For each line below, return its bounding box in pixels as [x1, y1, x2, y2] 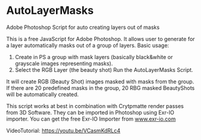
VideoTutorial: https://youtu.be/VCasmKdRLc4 [6, 127, 121, 134]
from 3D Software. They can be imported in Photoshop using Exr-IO [6, 109, 175, 116]
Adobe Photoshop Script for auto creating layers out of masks [6, 24, 160, 31]
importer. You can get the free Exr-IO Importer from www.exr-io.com [6, 115, 176, 122]
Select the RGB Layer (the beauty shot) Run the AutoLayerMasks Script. [14, 66, 194, 73]
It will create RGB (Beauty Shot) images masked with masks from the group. [6, 78, 194, 85]
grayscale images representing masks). [14, 60, 113, 67]
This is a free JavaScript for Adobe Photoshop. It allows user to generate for [6, 35, 196, 42]
